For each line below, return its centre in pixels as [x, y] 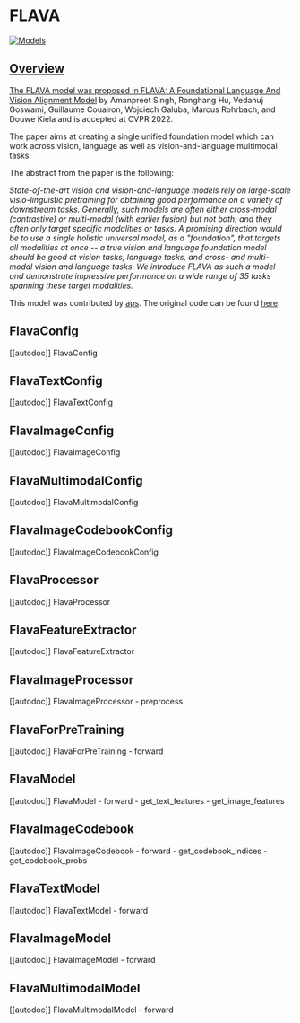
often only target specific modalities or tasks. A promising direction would [146, 228]
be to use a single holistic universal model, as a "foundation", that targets [145, 238]
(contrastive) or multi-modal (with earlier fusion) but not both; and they [141, 219]
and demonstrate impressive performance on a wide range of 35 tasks [140, 275]
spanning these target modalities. [71, 285]
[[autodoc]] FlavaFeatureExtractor [72, 651]
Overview [37, 69]
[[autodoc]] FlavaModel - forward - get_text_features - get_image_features [147, 800]
